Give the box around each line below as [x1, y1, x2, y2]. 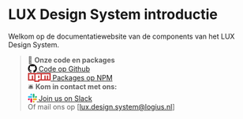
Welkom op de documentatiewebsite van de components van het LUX [8, 32, 235, 41]
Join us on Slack [38, 93, 92, 103]
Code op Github [38, 64, 91, 73]
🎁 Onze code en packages [27, 55, 116, 65]
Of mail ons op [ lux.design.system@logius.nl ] [27, 102, 175, 111]
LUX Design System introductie [8, 6, 219, 24]
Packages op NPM [52, 73, 113, 82]
